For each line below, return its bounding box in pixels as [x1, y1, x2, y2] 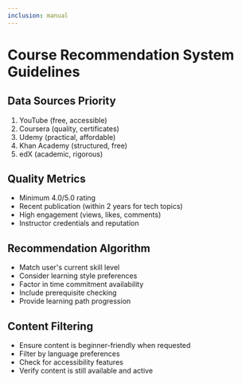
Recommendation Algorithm [7, 242, 150, 255]
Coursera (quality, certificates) [18, 124, 120, 133]
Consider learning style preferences [18, 271, 138, 280]
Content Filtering [7, 319, 93, 333]
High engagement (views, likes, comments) [18, 210, 162, 219]
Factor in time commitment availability [18, 280, 144, 289]
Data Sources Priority [7, 95, 116, 108]
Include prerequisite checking [18, 288, 117, 298]
